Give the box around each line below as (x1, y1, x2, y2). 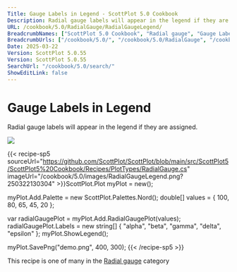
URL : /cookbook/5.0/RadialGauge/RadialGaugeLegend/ (7, 23, 162, 30)
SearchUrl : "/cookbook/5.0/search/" (7, 63, 115, 70)
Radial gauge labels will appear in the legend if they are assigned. (7, 123, 198, 131)
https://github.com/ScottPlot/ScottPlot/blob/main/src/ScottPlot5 (42, 157, 229, 166)
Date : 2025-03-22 (7, 43, 59, 50)
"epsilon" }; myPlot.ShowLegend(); (7, 230, 109, 238)
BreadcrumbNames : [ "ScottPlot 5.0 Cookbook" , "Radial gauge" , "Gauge (7, 30, 217, 37)
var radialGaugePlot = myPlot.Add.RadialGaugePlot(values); (7, 214, 181, 223)
